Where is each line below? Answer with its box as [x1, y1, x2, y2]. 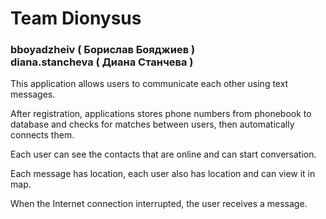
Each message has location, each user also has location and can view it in [10, 168, 316, 180]
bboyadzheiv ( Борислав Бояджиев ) [10, 43, 196, 57]
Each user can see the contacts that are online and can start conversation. [10, 148, 317, 161]
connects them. [10, 129, 75, 141]
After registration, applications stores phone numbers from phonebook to [10, 108, 312, 120]
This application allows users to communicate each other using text [10, 78, 289, 90]
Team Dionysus [10, 7, 142, 30]
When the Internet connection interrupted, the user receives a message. [10, 198, 308, 210]
